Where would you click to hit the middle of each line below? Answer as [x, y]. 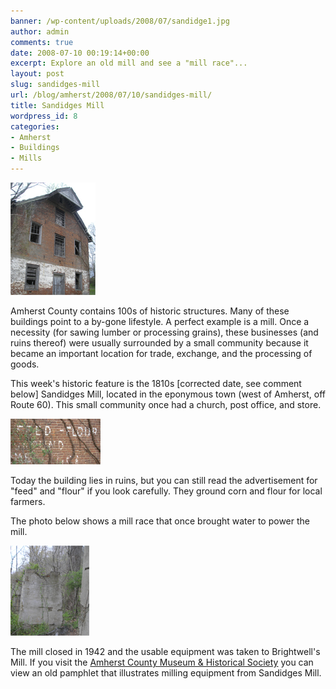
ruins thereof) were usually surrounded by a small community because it [159, 343]
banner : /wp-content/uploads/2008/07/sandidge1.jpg [120, 21]
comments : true [42, 42]
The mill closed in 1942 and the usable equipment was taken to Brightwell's [165, 651]
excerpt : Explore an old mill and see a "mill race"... [129, 63]
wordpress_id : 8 [44, 116]
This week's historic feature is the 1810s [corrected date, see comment [156, 383]
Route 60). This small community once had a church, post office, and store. [166, 404]
